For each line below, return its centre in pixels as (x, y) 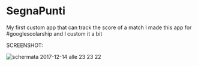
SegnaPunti (36, 11)
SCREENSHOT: (25, 45)
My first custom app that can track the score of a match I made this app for (99, 27)
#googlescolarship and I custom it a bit (54, 33)
